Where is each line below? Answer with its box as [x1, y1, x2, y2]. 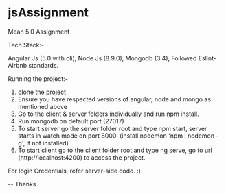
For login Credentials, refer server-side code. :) [8, 167, 142, 175]
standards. [27, 61, 59, 69]
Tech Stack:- [8, 40, 44, 49]
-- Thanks [8, 180, 36, 188]
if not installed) [26, 138, 69, 147]
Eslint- [198, 53, 217, 62]
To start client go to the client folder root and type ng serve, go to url [17, 146, 212, 154]
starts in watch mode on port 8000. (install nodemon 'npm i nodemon [17, 132, 215, 140]
